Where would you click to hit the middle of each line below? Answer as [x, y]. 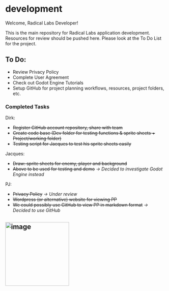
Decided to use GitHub [36, 210]
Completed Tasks [27, 106]
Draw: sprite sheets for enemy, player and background [70, 164]
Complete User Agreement [41, 77]
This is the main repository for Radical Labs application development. [78, 33]
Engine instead [28, 174]
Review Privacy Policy [36, 72]
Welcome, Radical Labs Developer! [42, 23]
